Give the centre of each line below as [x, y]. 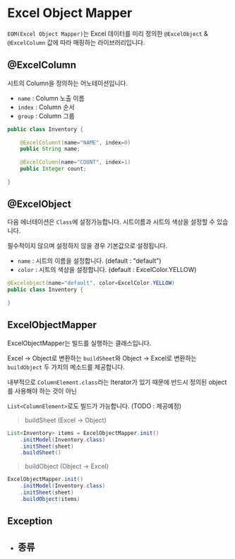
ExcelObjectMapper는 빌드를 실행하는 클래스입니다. [79, 343]
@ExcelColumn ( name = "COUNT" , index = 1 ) [76, 162]
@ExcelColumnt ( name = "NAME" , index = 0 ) [76, 142]
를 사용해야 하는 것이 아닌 [42, 390]
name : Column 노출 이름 [51, 98]
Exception [30, 521]
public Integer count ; [53, 169]
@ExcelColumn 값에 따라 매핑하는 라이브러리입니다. [76, 42]
